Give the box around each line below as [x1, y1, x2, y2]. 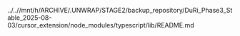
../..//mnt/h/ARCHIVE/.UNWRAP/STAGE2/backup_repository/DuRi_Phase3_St [7, 6, 233, 14]
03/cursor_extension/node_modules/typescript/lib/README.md [7, 21, 194, 29]
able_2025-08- [7, 13, 52, 22]
